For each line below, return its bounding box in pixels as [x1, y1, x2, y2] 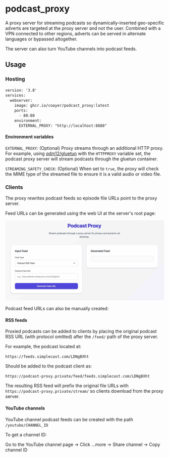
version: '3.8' [5, 88, 37, 93]
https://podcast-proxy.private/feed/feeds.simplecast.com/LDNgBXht [5, 374, 150, 379]
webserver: [10, 98, 33, 103]
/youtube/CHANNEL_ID [5, 423, 49, 428]
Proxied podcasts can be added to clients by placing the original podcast [5, 328, 157, 335]
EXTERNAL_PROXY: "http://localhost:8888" [18, 123, 107, 128]
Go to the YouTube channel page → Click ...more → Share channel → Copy [5, 441, 160, 447]
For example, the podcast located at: [5, 344, 82, 350]
